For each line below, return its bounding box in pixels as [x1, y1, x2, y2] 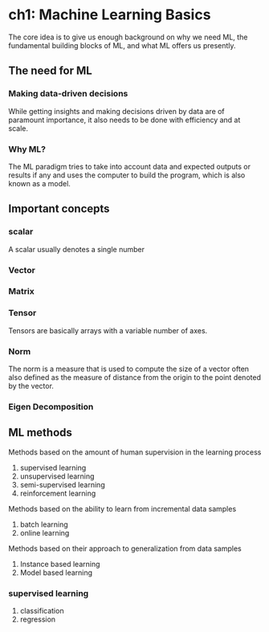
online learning [19, 528, 70, 537]
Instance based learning [19, 559, 100, 569]
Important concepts [8, 202, 110, 216]
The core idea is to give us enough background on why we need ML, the [8, 32, 248, 42]
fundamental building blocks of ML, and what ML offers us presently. [8, 40, 236, 50]
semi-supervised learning [19, 479, 106, 489]
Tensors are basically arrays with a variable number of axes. [8, 325, 208, 335]
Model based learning [19, 568, 93, 577]
